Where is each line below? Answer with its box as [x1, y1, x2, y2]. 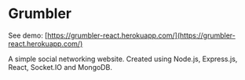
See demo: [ [8, 31, 48, 40]
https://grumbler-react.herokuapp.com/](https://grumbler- [46, 31, 236, 40]
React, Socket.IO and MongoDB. [8, 62, 112, 71]
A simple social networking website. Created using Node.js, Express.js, [8, 54, 238, 64]
